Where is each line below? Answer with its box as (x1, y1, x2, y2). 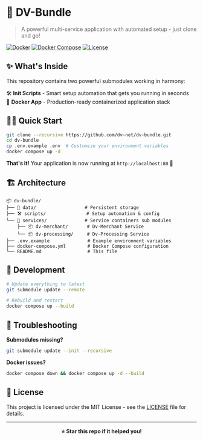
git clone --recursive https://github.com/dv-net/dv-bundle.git (6, 131, 172, 138)
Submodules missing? (6, 336, 63, 343)
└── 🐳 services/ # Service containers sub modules (6, 217, 172, 224)
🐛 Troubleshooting (6, 320, 77, 330)
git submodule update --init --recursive (6, 348, 112, 354)
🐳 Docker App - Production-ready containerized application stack (6, 98, 170, 105)
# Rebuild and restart (6, 297, 63, 303)
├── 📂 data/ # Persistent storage (6, 204, 139, 211)
